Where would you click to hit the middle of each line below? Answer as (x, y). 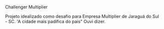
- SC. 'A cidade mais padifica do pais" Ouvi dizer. (55, 22)
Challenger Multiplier (27, 7)
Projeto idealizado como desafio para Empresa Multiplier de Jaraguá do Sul (82, 16)
